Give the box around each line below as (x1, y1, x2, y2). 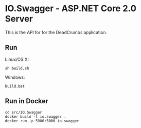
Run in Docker (5, 97, 49, 105)
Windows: (5, 74, 25, 80)
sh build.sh (5, 66, 29, 71)
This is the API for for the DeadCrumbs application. (5, 29, 107, 35)
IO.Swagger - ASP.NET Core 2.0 (5, 3, 137, 14)
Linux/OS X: (5, 56, 29, 62)
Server (5, 13, 33, 24)
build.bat (5, 84, 25, 89)
